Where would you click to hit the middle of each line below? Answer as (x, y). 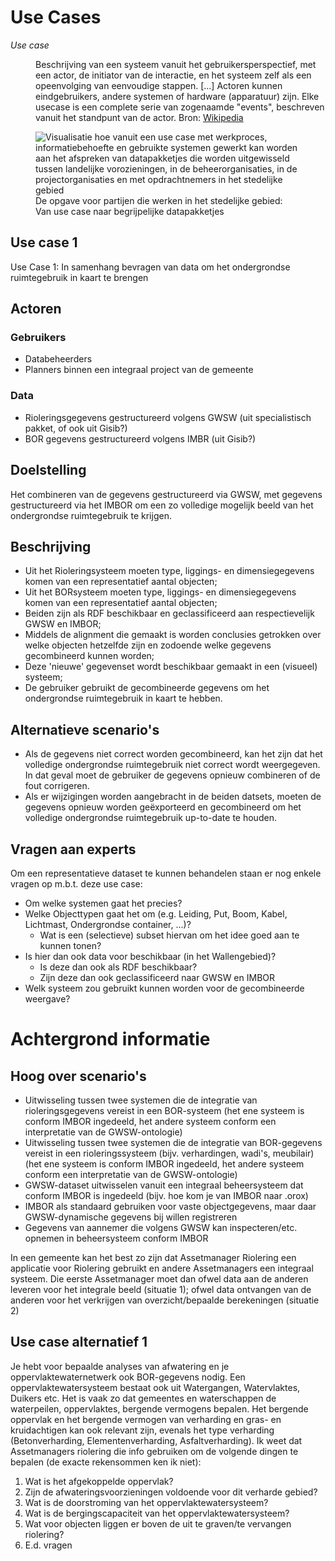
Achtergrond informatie (110, 1039)
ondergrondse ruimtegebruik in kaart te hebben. (123, 698)
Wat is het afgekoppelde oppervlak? (99, 1481)
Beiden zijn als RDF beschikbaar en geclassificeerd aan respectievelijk (169, 613)
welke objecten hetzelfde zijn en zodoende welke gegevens (148, 645)
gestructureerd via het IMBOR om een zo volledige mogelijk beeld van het (162, 505)
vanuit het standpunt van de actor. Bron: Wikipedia (139, 117)
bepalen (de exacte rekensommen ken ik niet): (106, 1462)
